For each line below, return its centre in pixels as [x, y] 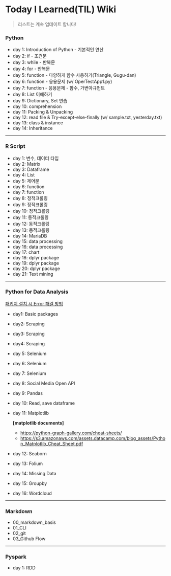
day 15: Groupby [30, 483]
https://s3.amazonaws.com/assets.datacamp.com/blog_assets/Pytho [93, 438]
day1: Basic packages [35, 314]
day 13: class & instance [38, 123]
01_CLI [20, 528]
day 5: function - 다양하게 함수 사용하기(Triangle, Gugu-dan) [74, 75]
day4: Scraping [28, 343]
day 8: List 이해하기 [32, 94]
